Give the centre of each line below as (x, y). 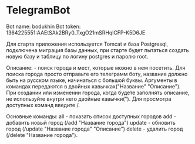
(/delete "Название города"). (42, 135)
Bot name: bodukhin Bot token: (43, 26)
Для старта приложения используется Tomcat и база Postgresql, (87, 44)
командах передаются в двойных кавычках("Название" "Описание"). (93, 86)
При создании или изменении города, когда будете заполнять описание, (98, 92)
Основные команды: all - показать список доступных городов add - (91, 116)
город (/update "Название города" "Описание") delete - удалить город (95, 129)
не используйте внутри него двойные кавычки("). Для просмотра (89, 99)
